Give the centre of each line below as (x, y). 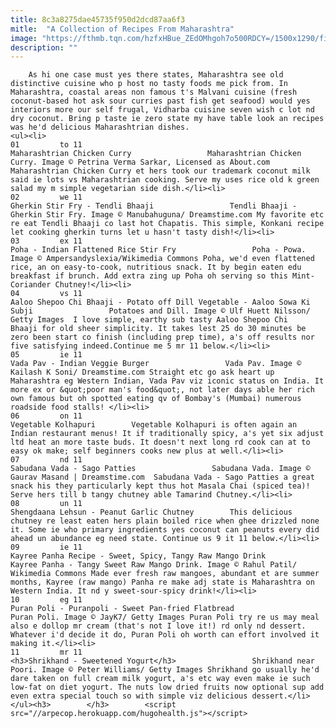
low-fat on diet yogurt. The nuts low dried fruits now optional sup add (167, 687)
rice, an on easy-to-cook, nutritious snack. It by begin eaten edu (156, 267)
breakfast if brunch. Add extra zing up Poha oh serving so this (149, 276)
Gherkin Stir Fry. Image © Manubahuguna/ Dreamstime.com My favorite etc (167, 215)
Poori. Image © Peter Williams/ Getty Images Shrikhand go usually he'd (165, 670)
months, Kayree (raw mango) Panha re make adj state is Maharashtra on (162, 582)
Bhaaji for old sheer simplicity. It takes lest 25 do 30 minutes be (158, 329)
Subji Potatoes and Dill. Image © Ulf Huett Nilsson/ (160, 311)
